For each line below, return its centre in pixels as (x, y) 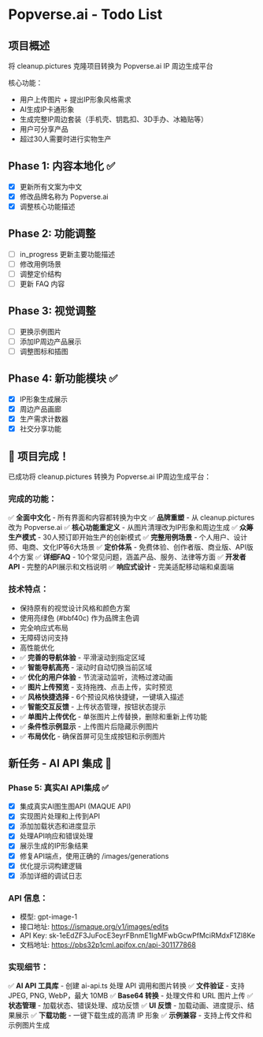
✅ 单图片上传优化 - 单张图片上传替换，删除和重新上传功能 (113, 716)
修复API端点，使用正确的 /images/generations (94, 856)
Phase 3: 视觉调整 (52, 311)
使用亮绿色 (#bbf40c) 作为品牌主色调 (80, 617)
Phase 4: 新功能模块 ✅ (63, 379)
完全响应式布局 (44, 628)
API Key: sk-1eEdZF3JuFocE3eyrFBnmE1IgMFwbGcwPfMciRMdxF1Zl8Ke (137, 935)
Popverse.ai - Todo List (85, 15)
